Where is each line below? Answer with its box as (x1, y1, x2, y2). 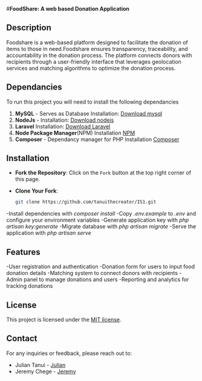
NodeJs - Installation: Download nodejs (15, 116, 114, 124)
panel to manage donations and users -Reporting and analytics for (24, 276, 189, 283)
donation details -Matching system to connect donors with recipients (6, 270, 178, 277)
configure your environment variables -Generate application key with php (6, 216, 189, 224)
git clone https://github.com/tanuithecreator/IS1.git (15, 199, 157, 205)
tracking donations (6, 282, 53, 290)
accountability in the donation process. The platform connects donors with (6, 51, 192, 59)
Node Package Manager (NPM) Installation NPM (15, 129, 135, 136)
